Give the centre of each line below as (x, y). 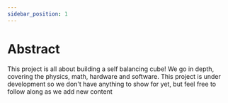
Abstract (34, 49)
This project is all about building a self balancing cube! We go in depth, (111, 69)
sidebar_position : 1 (38, 14)
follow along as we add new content (60, 91)
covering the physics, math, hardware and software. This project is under (114, 76)
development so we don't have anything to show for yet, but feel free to (112, 84)
